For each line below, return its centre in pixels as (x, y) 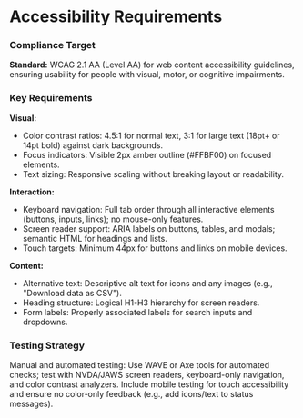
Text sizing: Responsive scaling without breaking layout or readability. (153, 174)
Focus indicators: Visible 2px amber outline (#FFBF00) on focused (147, 154)
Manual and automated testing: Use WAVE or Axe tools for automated (140, 365)
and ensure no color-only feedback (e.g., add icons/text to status (131, 394)
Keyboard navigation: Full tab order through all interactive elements (148, 209)
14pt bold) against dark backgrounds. (93, 145)
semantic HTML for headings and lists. (95, 238)
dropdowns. (45, 322)
